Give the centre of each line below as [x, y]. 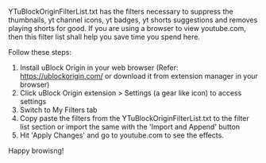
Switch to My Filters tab [58, 110]
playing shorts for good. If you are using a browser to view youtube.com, [127, 28]
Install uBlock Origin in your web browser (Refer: [99, 68]
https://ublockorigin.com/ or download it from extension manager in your [139, 76]
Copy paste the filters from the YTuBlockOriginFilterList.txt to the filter [135, 118]
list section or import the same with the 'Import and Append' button [130, 127]
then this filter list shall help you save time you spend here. [104, 37]
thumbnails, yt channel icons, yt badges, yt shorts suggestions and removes [133, 20]
